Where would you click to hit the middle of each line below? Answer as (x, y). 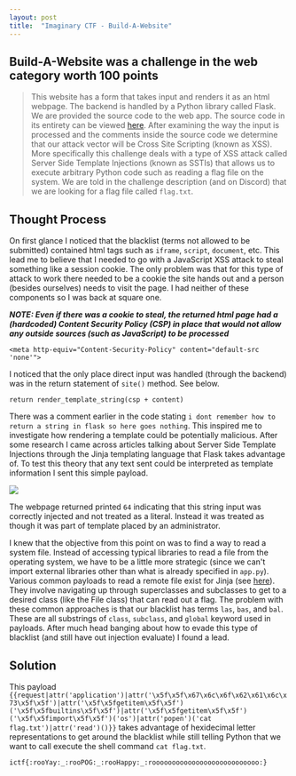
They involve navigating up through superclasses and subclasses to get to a (148, 590)
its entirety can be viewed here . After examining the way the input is (155, 125)
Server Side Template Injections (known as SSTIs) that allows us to (153, 163)
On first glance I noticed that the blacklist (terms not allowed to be (130, 241)
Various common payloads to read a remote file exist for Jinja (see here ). (142, 581)
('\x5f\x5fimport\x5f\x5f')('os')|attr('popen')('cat (111, 718)
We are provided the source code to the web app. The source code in (158, 116)
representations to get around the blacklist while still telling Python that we (145, 736)
